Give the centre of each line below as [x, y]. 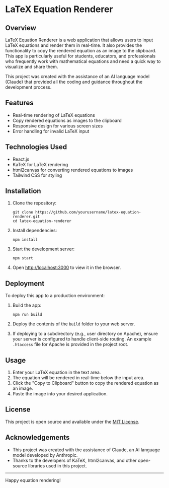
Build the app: [27, 305]
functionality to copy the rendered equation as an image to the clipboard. [81, 51]
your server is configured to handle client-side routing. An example [82, 339]
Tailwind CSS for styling [37, 175]
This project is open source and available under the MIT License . [72, 422]
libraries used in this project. [57, 466]
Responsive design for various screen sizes [58, 126]
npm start [23, 258]
